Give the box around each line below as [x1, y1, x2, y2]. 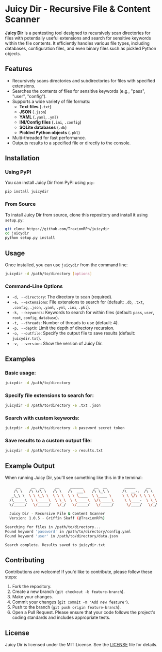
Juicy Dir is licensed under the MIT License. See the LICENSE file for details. [5, 642, 158, 648]
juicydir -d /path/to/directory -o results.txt [5, 448, 103, 453]
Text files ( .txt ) [19, 103, 52, 109]
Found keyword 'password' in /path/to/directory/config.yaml [5, 529, 131, 534]
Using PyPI [5, 169, 32, 176]
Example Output [5, 462, 55, 470]
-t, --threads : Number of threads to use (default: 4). [12, 320, 119, 326]
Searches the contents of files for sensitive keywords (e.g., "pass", [12, 88, 146, 94]
